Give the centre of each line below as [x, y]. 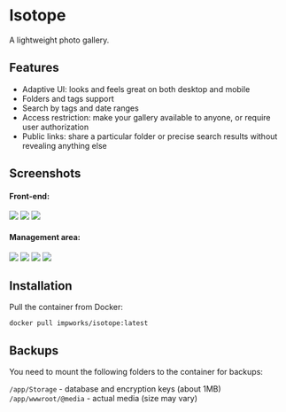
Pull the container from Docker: [66, 307]
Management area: [45, 237]
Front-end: [30, 196]
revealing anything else [65, 145]
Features [34, 68]
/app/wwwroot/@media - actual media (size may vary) [103, 399]
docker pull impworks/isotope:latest [79, 323]
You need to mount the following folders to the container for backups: [136, 372]
